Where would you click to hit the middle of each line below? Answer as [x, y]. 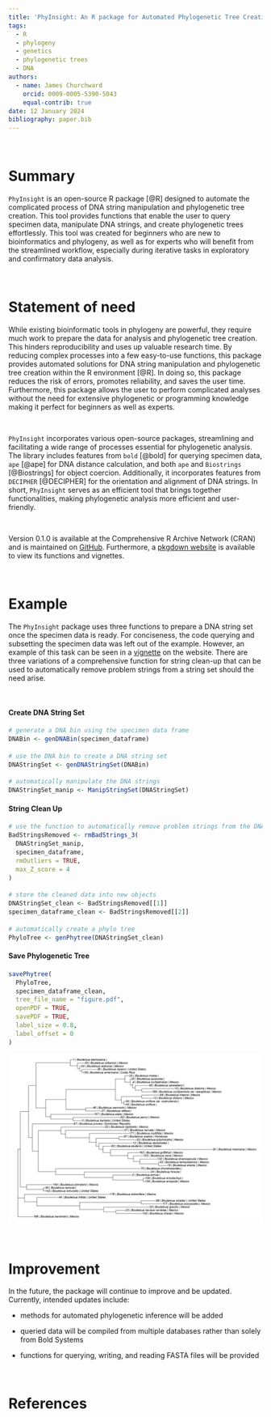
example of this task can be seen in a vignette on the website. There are [128, 652]
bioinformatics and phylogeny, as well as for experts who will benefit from [131, 242]
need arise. [27, 678]
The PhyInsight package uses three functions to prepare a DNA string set [131, 626]
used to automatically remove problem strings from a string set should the [131, 669]
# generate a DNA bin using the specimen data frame [99, 731]
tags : [17, 25]
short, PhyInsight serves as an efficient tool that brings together [115, 490]
